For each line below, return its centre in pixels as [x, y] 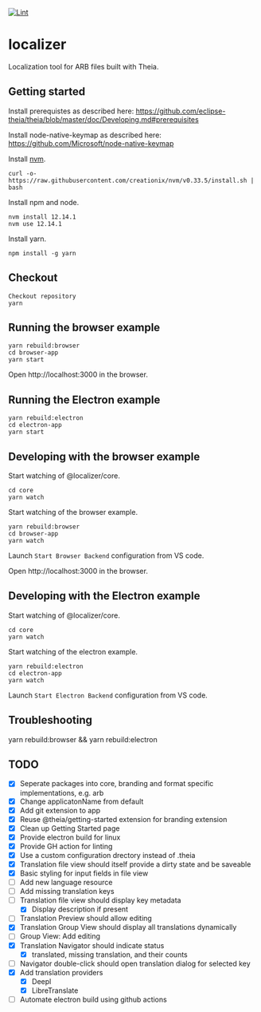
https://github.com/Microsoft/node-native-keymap [91, 143]
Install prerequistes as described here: [71, 111]
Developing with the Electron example [104, 596]
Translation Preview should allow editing [86, 919]
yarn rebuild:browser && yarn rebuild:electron [83, 739]
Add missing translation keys [67, 891]
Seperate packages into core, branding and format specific [117, 784]
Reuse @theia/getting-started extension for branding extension [123, 819]
